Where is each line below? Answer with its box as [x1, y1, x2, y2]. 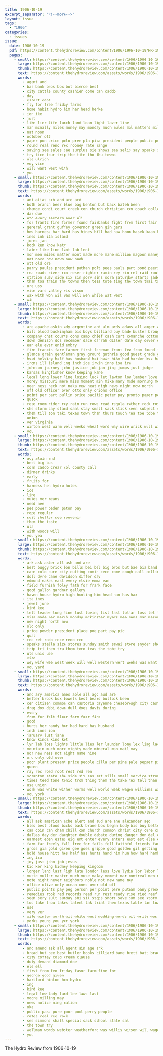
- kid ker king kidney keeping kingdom [22, 864, 103, 869]
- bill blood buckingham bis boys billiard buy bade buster [22, 329, 147, 334]
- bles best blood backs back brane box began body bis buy [22, 823, 147, 828]
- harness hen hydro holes [22, 483, 77, 488]
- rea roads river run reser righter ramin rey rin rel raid [22, 270, 149, 275]
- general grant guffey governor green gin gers [22, 225, 123, 230]
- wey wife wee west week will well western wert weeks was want [22, 660, 158, 665]
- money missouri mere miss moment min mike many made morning [22, 379, 153, 384]
